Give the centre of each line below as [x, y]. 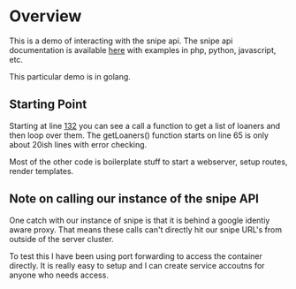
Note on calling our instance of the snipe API [134, 199]
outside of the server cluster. [62, 239]
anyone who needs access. [59, 275]
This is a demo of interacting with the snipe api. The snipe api [121, 41]
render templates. [42, 171]
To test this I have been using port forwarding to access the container [136, 256]
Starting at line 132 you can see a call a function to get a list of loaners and [145, 125]
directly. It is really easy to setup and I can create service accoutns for [137, 265]
